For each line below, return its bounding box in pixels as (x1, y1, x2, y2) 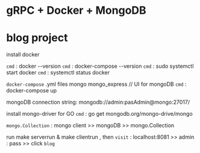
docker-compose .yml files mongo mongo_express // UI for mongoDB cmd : (6, 80, 187, 88)
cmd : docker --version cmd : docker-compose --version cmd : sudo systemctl (6, 62, 194, 70)
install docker (6, 51, 40, 58)
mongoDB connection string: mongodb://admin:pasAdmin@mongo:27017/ (6, 98, 190, 106)
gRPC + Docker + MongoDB (6, 4, 146, 17)
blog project (6, 31, 68, 45)
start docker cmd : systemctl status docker (6, 69, 110, 76)
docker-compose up (6, 87, 57, 94)
